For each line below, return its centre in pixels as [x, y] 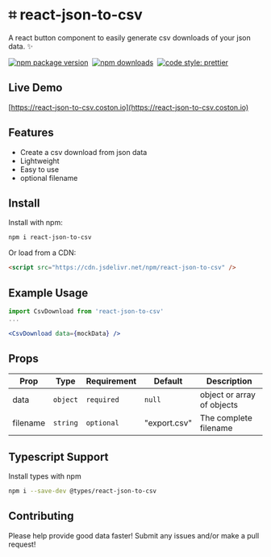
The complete [226, 418]
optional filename [49, 178]
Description [229, 381]
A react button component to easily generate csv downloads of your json [130, 37]
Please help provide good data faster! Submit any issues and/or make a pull [134, 535]
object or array [228, 395]
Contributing [41, 516]
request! [22, 544]
